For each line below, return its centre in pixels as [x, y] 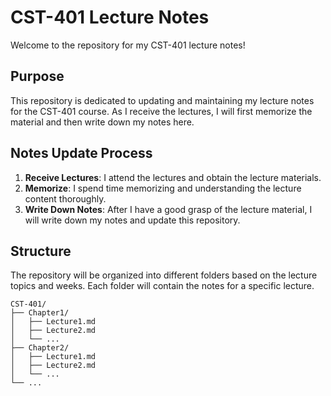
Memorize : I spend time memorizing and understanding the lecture [163, 188]
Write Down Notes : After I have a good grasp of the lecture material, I [168, 209]
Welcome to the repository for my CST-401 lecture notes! [128, 45]
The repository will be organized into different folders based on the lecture [164, 275]
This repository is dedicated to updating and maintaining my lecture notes [162, 100]
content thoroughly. [65, 198]
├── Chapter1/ [40, 313]
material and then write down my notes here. [102, 122]
